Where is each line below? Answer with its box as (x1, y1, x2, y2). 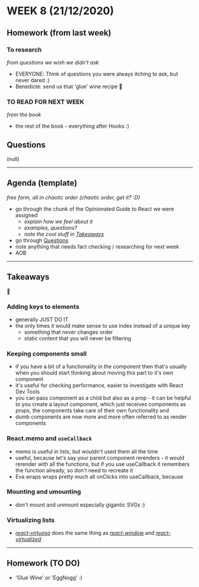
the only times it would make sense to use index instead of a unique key (15, 322, 191, 329)
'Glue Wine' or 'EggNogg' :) (15, 574, 83, 581)
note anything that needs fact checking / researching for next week (15, 243, 180, 250)
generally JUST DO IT (15, 315, 68, 323)
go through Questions (15, 237, 68, 244)
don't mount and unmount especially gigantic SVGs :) (15, 501, 145, 508)
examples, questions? (24, 224, 77, 231)
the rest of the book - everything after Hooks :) (15, 122, 129, 130)
